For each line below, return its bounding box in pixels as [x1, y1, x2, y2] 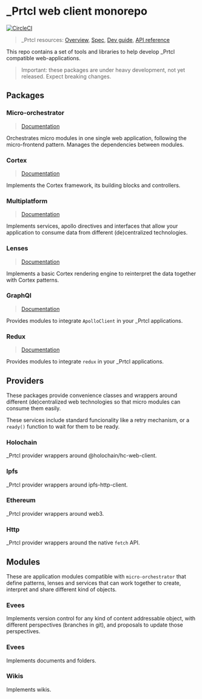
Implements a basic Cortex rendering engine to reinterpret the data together [6, 270, 197, 277]
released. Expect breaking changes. [21, 72, 112, 80]
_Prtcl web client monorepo [6, 4, 147, 18]
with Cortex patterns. [6, 276, 59, 284]
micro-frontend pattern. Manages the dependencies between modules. [6, 141, 184, 148]
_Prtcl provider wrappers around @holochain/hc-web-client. [6, 452, 157, 459]
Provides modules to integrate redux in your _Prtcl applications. [6, 358, 164, 365]
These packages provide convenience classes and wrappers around [6, 392, 178, 399]
